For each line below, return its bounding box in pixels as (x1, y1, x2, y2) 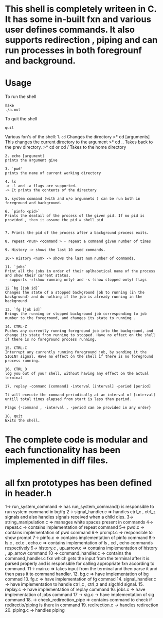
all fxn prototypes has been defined (5, 477, 152, 488)
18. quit (5, 414, 23, 419)
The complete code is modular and (5, 434, 148, 445)
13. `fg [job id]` (5, 307, 42, 312)
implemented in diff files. (5, 455, 109, 466)
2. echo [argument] (5, 154, 45, 159)
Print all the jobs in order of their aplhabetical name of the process (5, 269, 156, 274)
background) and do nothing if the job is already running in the (5, 294, 143, 299)
